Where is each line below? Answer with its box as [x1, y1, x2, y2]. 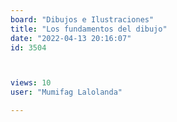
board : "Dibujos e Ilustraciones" [10, 14, 155, 25]
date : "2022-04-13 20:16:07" [10, 33, 132, 43]
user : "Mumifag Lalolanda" [10, 87, 123, 98]
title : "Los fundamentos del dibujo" [10, 24, 168, 34]
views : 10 [10, 78, 52, 88]
